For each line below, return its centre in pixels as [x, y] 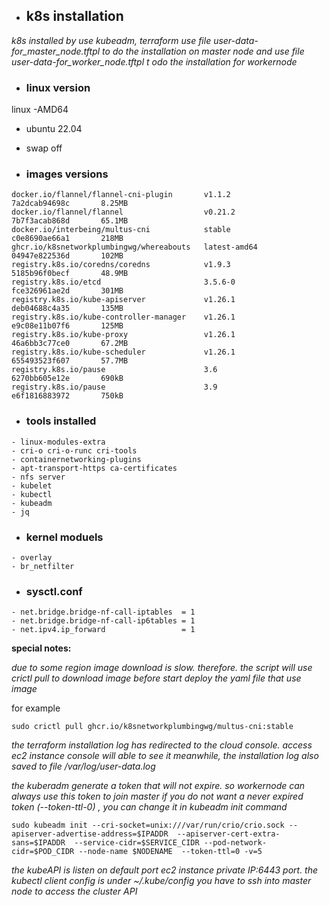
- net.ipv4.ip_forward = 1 [103, 630]
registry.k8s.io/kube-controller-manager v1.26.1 [123, 317]
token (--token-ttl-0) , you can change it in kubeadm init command [149, 807]
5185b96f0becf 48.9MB [70, 274]
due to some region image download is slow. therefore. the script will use [162, 668]
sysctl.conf [54, 591]
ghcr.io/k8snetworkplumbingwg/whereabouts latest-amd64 [134, 247]
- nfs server [38, 477]
